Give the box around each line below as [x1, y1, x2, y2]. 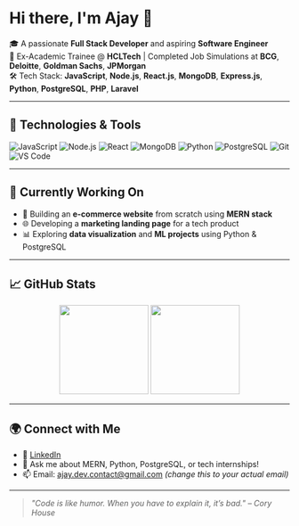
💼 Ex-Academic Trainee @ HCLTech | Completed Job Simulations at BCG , [9, 51, 279, 62]
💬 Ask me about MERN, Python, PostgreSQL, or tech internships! [21, 459, 260, 470]
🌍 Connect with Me [9, 421, 121, 436]
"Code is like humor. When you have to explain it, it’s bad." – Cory [30, 498, 272, 509]
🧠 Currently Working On [9, 185, 144, 200]
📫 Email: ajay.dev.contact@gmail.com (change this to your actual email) [21, 469, 289, 480]
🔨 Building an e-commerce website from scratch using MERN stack [21, 209, 273, 219]
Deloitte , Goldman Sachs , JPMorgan [9, 60, 147, 70]
